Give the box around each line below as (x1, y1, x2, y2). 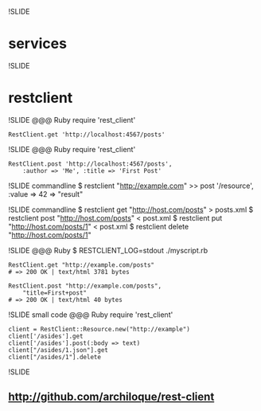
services (8, 35, 68, 53)
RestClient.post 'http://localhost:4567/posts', (8, 159, 173, 168)
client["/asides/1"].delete (8, 353, 102, 361)
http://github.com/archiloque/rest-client (8, 390, 215, 404)
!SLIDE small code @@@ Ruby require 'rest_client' (8, 310, 173, 319)
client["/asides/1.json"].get (8, 346, 109, 354)
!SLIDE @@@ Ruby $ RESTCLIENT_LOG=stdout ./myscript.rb (8, 245, 208, 255)
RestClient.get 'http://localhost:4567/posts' (8, 131, 166, 139)
